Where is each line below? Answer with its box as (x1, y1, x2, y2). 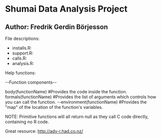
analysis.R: (12, 61, 34, 66)
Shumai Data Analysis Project (5, 3, 128, 15)
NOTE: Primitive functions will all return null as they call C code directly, (5, 114, 149, 120)
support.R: (12, 50, 34, 56)
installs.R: (12, 45, 32, 51)
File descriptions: (5, 35, 40, 41)
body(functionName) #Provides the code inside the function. (5, 89, 127, 94)
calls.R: (12, 55, 27, 61)
